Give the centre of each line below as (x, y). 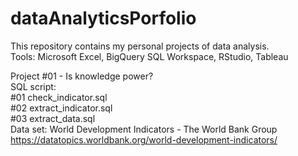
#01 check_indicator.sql (59, 97)
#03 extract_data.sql (53, 118)
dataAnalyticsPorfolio (103, 18)
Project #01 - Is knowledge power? (82, 76)
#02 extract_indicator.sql (61, 108)
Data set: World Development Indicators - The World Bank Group (144, 129)
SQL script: (33, 86)
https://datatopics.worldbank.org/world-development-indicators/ (144, 139)
